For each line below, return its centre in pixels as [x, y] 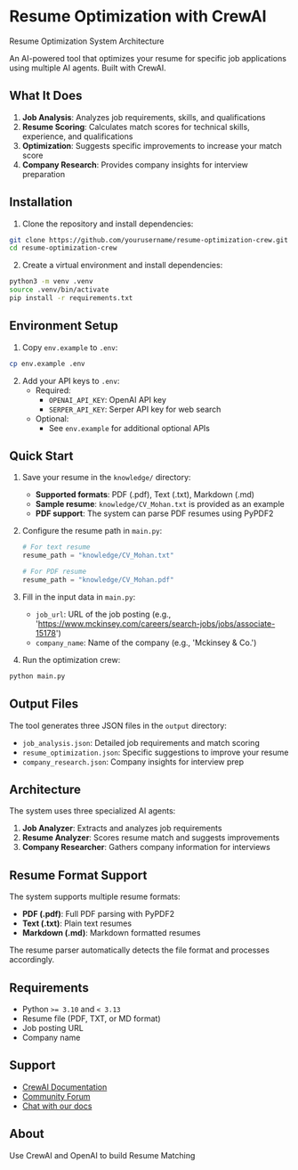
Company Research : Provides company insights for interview [135, 164]
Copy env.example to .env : [70, 347]
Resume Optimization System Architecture [87, 41]
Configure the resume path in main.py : [92, 531]
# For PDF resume [54, 572]
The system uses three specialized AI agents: [93, 811]
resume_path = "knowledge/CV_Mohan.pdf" [98, 580]
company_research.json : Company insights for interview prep [133, 761]
